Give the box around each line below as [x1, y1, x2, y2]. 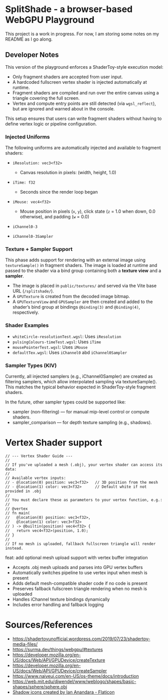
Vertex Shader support [5, 437, 102, 449]
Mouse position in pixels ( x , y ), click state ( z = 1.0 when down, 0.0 [20, 208, 155, 214]
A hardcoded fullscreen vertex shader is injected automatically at [12, 79, 147, 85]
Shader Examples [5, 322, 49, 329]
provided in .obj [5, 488, 42, 494]
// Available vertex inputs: [5, 475, 66, 480]
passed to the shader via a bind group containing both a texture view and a [5, 267, 161, 274]
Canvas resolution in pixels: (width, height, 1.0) [20, 170, 116, 176]
